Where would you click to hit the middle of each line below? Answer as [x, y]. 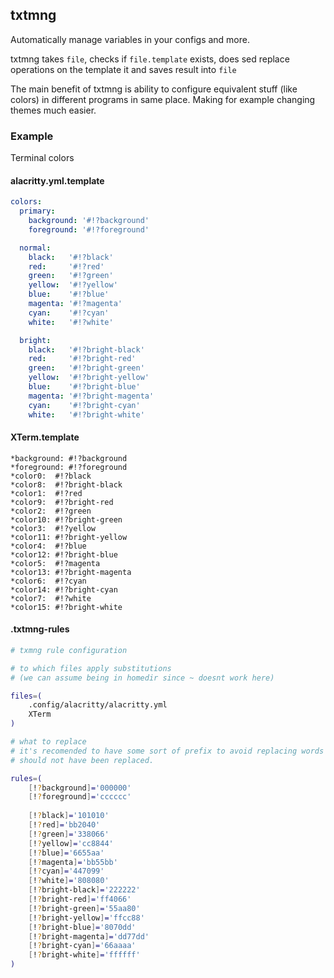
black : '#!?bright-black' [86, 349]
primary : [37, 211]
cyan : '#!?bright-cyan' [84, 405]
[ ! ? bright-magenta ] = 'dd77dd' [89, 936]
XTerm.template [45, 437]
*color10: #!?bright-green [66, 519]
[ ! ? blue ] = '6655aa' [66, 853]
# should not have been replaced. [82, 760]
